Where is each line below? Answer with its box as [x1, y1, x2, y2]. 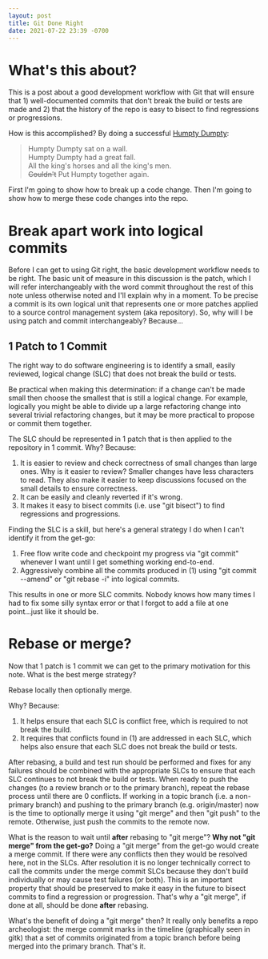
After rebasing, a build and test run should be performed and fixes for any [8, 757, 252, 767]
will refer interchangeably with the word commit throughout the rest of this [8, 282, 254, 292]
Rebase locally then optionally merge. [8, 685, 133, 695]
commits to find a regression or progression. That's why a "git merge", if [8, 892, 246, 901]
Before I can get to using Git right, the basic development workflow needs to [8, 265, 260, 275]
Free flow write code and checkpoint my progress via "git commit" [19, 549, 239, 559]
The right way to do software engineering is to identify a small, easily [8, 361, 236, 371]
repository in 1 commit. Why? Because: [8, 443, 137, 452]
